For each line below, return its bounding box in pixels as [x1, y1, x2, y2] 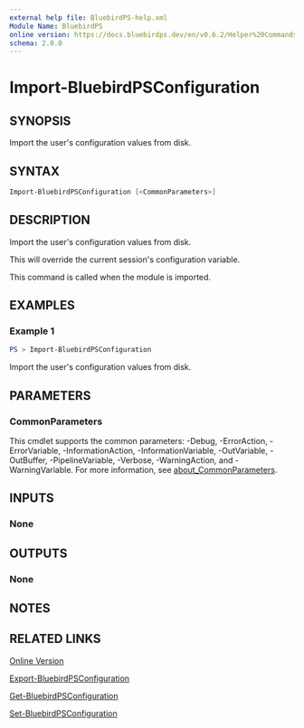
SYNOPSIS [9, 113, 71, 128]
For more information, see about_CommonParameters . [75, 465, 278, 475]
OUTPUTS [9, 545, 68, 561]
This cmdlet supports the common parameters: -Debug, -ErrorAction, [9, 436, 269, 446]
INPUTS [9, 490, 54, 506]
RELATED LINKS [9, 631, 101, 647]
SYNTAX [9, 164, 61, 179]
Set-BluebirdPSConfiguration [9, 707, 118, 719]
